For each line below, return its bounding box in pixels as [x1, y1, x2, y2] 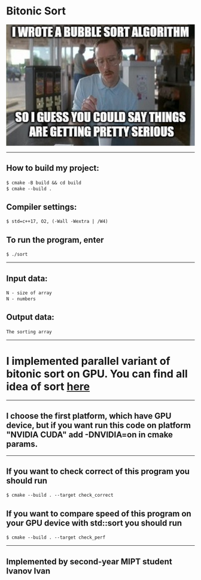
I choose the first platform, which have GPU [6, 411, 172, 421]
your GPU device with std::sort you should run [6, 518, 182, 528]
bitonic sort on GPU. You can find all [6, 367, 188, 381]
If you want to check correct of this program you [6, 466, 190, 476]
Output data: [6, 312, 55, 322]
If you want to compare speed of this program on [6, 508, 191, 519]
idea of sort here [6, 380, 90, 394]
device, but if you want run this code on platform [6, 421, 191, 431]
